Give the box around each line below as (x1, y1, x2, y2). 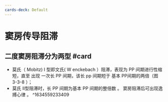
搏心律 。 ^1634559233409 (12, 91, 70, 97)
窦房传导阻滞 (5, 31, 59, 42)
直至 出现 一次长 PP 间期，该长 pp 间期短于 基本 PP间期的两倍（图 (21, 72, 158, 78)
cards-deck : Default (5, 7, 48, 13)
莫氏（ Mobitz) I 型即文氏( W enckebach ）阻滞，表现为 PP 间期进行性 (12, 66, 158, 72)
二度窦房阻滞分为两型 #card (5, 52, 92, 61)
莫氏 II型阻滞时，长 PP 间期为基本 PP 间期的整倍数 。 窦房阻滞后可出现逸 (12, 85, 163, 91)
